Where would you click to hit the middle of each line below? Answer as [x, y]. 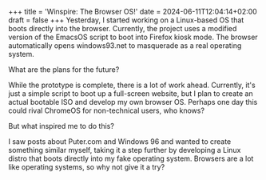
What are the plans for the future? [64, 70]
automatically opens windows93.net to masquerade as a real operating [125, 46]
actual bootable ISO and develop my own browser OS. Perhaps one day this [133, 102]
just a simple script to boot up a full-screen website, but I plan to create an [131, 94]
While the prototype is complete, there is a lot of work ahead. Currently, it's [132, 85]
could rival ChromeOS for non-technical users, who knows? [107, 110]
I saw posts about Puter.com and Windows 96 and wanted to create [120, 142]
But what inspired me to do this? [61, 126]
